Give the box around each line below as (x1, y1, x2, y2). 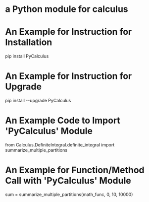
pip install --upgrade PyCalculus (5, 98, 71, 104)
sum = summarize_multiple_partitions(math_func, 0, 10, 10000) (5, 191, 133, 197)
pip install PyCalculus (5, 53, 49, 59)
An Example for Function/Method (5, 165, 145, 176)
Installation (5, 37, 52, 48)
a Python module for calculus (5, 3, 129, 15)
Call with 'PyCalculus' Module (5, 175, 131, 187)
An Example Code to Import (5, 115, 120, 126)
